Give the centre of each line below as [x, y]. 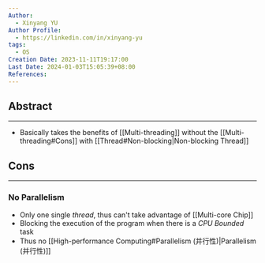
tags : [17, 45]
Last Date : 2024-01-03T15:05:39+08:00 [72, 67]
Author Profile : [35, 30]
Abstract [30, 106]
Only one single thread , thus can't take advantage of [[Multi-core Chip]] [136, 215]
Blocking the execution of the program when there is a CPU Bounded [132, 223]
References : [28, 74]
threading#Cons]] [49, 141]
